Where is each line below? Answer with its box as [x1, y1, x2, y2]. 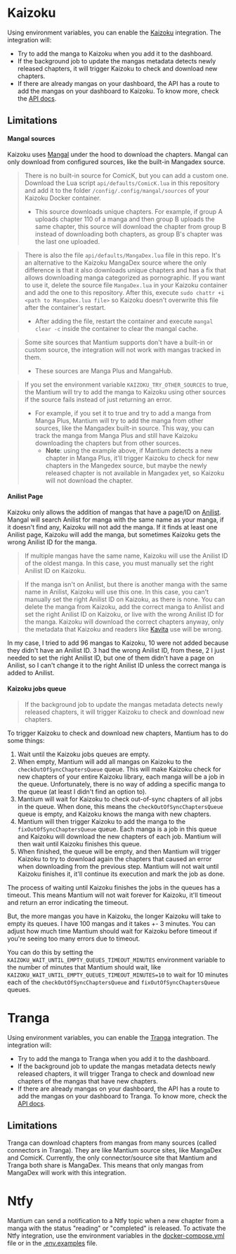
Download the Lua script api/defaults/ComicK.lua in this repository [24, 178, 220, 187]
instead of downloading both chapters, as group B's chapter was [34, 230, 223, 238]
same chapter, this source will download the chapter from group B [34, 222, 227, 230]
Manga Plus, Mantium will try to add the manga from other [34, 416, 204, 425]
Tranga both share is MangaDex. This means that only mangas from [7, 1160, 204, 1170]
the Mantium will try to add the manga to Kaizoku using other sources [24, 387, 226, 396]
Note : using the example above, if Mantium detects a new [45, 446, 213, 455]
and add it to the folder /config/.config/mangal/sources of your [24, 186, 209, 194]
